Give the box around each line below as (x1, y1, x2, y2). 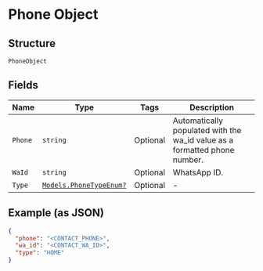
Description (189, 102, 235, 113)
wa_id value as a (172, 135, 233, 146)
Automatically (172, 115, 223, 126)
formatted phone (172, 144, 235, 155)
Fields (8, 78, 39, 92)
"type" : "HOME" (15, 249, 65, 257)
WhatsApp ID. (172, 167, 224, 178)
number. (172, 154, 204, 165)
